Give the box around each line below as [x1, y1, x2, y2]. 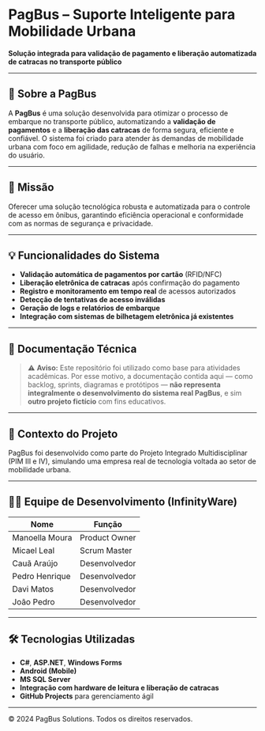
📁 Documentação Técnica [8, 342, 137, 355]
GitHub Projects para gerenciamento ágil [19, 691, 154, 701]
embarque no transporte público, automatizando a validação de [8, 116, 216, 126]
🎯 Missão [8, 180, 54, 195]
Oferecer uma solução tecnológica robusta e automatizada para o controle [8, 202, 251, 211]
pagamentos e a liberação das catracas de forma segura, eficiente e [8, 125, 234, 134]
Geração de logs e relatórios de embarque [19, 303, 160, 313]
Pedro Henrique [12, 570, 71, 581]
